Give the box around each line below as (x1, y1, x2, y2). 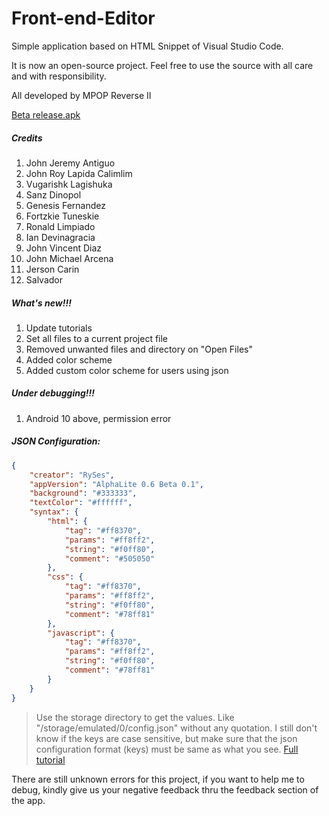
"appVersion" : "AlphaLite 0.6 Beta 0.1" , (29, 479, 204, 489)
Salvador (25, 273, 63, 286)
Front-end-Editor (11, 7, 156, 30)
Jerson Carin (25, 263, 80, 275)
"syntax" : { (29, 507, 79, 517)
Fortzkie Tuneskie (25, 210, 100, 222)
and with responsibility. (11, 70, 107, 82)
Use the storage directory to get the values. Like (35, 711, 235, 723)
